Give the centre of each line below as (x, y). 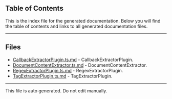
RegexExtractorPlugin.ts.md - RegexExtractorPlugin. (68, 70)
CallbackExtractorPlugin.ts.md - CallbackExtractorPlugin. (73, 60)
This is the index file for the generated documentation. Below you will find (83, 21)
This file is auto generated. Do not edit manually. (56, 91)
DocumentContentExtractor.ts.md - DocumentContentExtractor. (80, 65)
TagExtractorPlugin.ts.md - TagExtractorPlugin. (62, 76)
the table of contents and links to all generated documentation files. (77, 26)
